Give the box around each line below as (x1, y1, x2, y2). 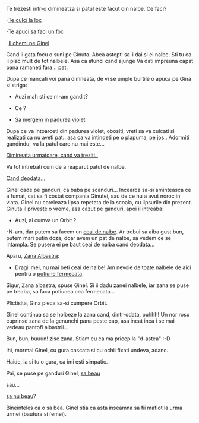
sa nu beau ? (6, 393, 36, 400)
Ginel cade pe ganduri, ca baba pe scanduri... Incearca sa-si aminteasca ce (6, 187, 191, 193)
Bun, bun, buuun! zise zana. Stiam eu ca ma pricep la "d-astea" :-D (6, 335, 170, 342)
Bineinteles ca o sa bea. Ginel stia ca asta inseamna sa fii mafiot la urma (6, 404, 183, 411)
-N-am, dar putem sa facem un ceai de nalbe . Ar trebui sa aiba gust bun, (6, 228, 184, 235)
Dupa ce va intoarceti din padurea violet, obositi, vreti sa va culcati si (6, 128, 175, 134)
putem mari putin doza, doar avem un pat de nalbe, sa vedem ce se (6, 235, 171, 241)
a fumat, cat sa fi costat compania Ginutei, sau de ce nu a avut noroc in (6, 192, 181, 200)
